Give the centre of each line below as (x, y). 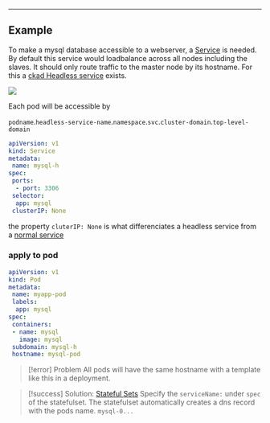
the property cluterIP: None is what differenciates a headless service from (133, 226)
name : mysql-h (35, 166)
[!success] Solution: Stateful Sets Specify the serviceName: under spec (144, 394)
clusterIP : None (39, 211)
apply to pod (33, 256)
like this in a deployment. (69, 378)
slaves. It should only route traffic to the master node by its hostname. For (131, 67)
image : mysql (41, 339)
